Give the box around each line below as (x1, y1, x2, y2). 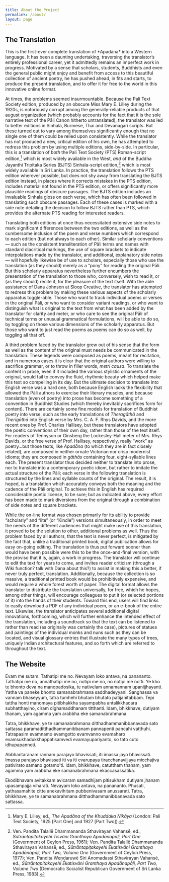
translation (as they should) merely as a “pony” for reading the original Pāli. (5, 262, 161, 268)
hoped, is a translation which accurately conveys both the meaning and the (5, 480, 161, 487)
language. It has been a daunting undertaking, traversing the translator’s (5, 54, 155, 60)
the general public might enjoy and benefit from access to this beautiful (5, 70, 153, 76)
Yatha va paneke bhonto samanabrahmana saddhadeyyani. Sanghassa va (5, 689, 158, 695)
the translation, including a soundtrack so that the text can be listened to (5, 618, 155, 624)
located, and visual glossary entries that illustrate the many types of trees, (5, 634, 159, 640)
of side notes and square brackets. (5, 502, 77, 508)
